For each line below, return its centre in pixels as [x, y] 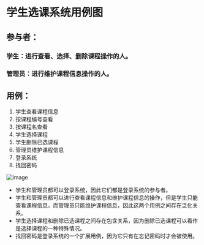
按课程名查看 [31, 127]
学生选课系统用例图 [55, 13]
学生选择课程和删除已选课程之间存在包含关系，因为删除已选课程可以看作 [106, 221]
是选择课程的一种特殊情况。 [50, 228]
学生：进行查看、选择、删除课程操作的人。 [69, 56]
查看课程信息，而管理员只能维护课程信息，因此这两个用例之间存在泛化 [104, 205]
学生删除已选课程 [37, 142]
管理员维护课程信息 [40, 150]
